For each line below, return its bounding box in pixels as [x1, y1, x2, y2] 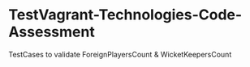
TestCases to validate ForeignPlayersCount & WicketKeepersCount [8, 49, 232, 59]
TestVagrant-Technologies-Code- [8, 6, 243, 24]
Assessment [8, 23, 95, 41]
